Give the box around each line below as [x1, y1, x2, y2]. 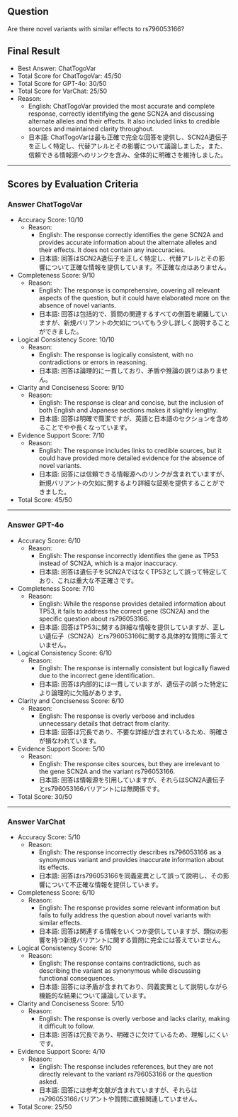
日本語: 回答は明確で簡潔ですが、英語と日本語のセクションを [38, 415, 217, 423]
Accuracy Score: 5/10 [17, 832, 81, 841]
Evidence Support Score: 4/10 [17, 1047, 106, 1055]
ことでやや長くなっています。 [45, 423, 131, 432]
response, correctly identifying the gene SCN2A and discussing [28, 109, 215, 118]
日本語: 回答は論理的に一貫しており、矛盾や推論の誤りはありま [38, 366, 222, 375]
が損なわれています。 [38, 736, 101, 745]
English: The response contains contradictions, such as [38, 959, 200, 967]
